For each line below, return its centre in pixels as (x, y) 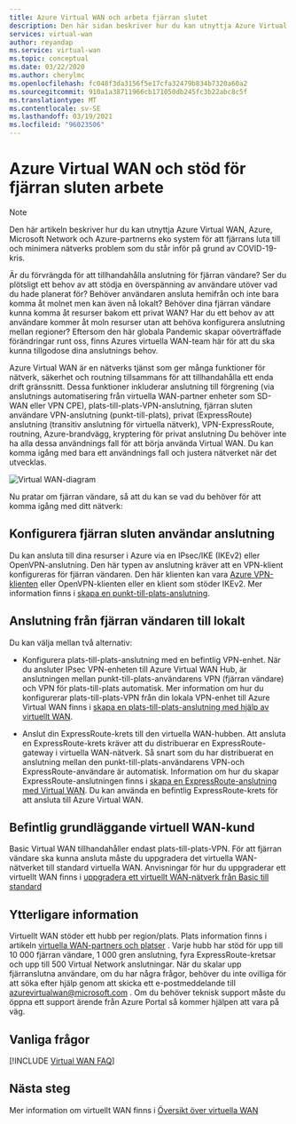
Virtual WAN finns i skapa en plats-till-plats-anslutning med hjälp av (145, 706)
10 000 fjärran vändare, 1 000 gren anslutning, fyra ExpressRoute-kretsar (143, 955)
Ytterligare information (74, 915)
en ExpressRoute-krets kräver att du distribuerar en (116, 743)
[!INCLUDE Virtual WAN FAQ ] (62, 1061)
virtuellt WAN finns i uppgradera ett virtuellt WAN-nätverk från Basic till (139, 877)
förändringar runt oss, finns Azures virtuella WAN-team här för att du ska (142, 341)
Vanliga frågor (50, 1039)
